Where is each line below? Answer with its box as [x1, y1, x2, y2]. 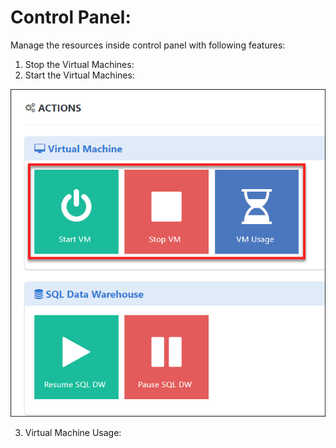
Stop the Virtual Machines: [24, 58, 135, 70]
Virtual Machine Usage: [24, 426, 122, 438]
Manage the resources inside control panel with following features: [10, 39, 286, 51]
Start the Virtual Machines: [24, 69, 135, 81]
